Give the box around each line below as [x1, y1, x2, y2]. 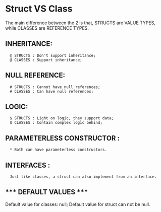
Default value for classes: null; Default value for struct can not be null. [5, 201, 150, 207]
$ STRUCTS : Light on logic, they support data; [10, 116, 114, 121]
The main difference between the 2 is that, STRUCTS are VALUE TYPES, [5, 20, 155, 26]
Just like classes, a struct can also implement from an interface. [10, 174, 157, 179]
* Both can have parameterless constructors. [10, 147, 108, 153]
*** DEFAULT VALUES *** [5, 188, 88, 196]
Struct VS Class [5, 3, 73, 15]
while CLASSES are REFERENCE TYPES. [5, 25, 89, 31]
